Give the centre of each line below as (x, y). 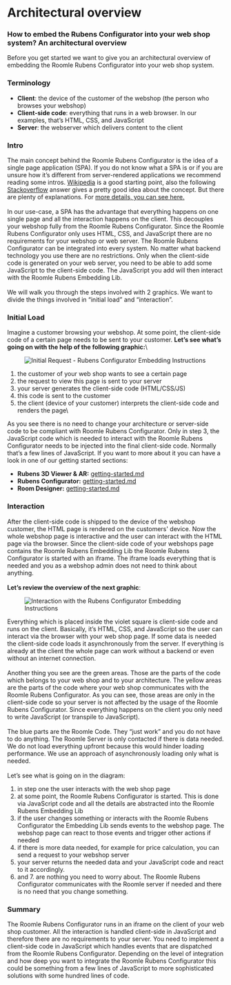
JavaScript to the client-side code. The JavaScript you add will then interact (115, 270)
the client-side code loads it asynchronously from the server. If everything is (115, 644)
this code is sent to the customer (64, 396)
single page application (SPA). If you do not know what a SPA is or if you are (115, 168)
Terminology (29, 83)
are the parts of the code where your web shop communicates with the (108, 687)
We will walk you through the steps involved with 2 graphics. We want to (110, 292)
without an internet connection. (52, 658)
